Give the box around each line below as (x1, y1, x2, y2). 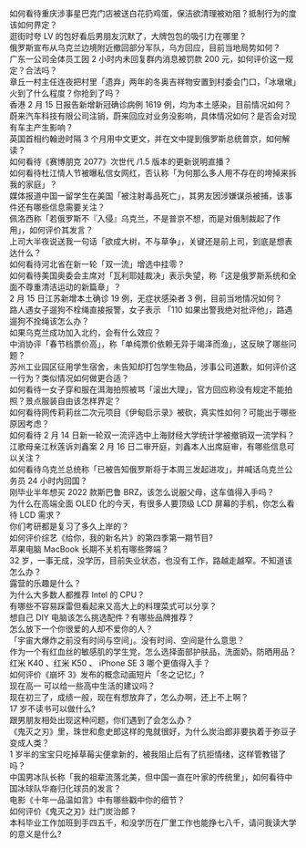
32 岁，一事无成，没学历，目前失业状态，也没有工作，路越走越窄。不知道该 (9, 555, 293, 565)
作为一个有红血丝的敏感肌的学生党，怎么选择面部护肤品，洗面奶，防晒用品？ (9, 646, 297, 657)
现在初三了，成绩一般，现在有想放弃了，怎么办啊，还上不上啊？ (9, 692, 249, 702)
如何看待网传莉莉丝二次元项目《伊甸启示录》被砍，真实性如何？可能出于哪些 (9, 407, 297, 418)
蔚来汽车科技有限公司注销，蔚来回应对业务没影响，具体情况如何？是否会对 (9, 110, 289, 121)
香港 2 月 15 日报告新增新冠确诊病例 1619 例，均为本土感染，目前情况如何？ (9, 99, 291, 109)
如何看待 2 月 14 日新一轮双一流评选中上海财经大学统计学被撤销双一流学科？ (9, 429, 296, 440)
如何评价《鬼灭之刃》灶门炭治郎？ (9, 806, 138, 816)
